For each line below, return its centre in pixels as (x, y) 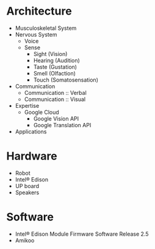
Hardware (32, 156)
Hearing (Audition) (57, 60)
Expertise (27, 105)
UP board (27, 186)
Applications (31, 132)
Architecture (39, 11)
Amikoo (25, 240)
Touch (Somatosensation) (66, 80)
